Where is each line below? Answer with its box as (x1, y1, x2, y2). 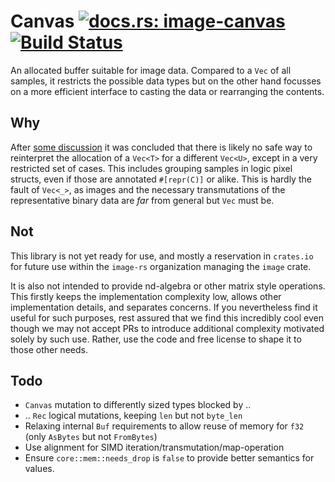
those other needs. (10, 343, 88, 355)
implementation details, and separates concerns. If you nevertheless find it (10, 301, 318, 313)
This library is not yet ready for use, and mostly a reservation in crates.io (10, 250, 314, 262)
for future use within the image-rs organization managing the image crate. (10, 260, 312, 272)
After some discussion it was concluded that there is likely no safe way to (10, 141, 313, 153)
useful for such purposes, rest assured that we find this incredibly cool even (10, 311, 324, 324)
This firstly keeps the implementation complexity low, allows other (10, 290, 282, 302)
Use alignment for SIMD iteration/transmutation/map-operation (24, 441, 285, 454)
